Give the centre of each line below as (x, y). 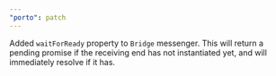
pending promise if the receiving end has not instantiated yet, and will (138, 52)
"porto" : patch (38, 17)
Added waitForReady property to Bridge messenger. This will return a (136, 43)
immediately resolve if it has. (62, 62)
